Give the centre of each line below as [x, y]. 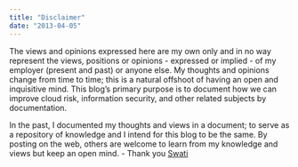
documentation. [38, 107]
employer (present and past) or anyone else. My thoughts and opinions [139, 70]
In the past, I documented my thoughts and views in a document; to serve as [149, 124]
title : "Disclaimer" [48, 17]
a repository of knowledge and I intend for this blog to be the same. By [139, 134]
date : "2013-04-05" [45, 26]
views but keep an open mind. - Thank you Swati [99, 153]
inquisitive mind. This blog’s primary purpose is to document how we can [143, 89]
